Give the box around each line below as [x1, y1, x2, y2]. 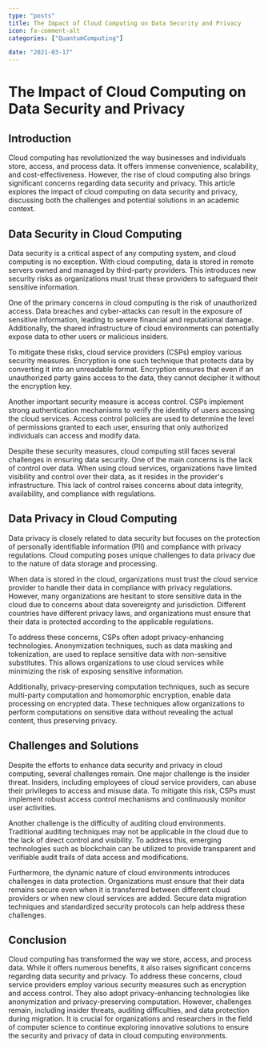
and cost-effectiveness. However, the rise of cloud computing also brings [8, 170, 250, 180]
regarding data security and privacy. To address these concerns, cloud [8, 971, 242, 981]
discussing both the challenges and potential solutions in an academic [8, 195, 240, 205]
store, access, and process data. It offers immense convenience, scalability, [8, 162, 258, 171]
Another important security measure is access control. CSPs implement [8, 397, 244, 406]
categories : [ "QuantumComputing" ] [8, 34, 124, 42]
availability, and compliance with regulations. [8, 489, 156, 498]
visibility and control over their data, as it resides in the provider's [8, 471, 224, 481]
